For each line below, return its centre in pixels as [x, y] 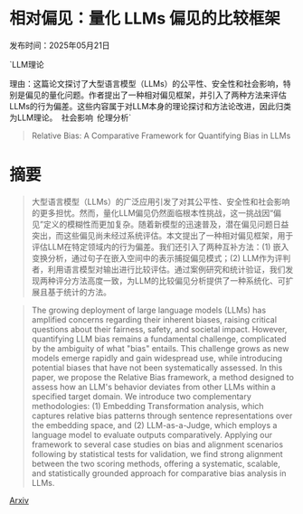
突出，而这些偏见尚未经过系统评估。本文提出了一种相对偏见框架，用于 [162, 235]
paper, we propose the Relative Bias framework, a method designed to [162, 377]
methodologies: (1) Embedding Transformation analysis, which [147, 406]
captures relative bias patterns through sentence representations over [162, 416]
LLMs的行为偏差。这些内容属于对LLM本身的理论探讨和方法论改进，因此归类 [151, 106]
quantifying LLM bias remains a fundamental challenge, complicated [159, 339]
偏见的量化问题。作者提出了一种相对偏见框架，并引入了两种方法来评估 [156, 95]
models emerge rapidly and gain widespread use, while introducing [157, 358]
